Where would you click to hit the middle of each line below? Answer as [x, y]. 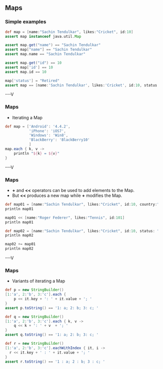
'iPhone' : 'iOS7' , [48, 131]
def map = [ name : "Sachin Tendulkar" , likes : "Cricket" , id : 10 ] [69, 32]
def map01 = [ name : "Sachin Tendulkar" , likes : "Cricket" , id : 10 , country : [81, 205]
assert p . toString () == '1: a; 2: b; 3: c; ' [52, 308]
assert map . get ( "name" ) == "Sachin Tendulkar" [53, 45]
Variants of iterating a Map [39, 281]
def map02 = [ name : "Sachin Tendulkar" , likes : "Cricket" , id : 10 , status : [80, 231]
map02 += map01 [20, 244]
